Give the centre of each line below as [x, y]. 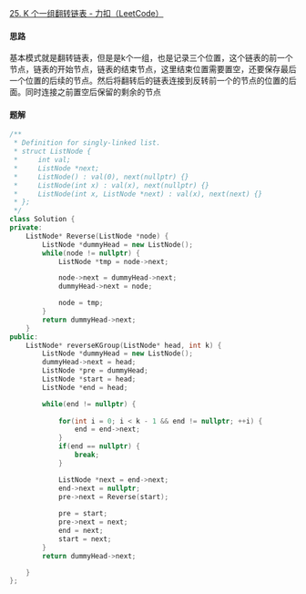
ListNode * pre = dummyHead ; [95, 371]
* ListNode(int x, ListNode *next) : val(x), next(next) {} [138, 194]
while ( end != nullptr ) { [89, 404]
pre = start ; [82, 514]
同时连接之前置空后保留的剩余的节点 [93, 92]
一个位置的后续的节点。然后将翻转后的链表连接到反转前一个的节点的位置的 [149, 81]
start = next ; [85, 539]
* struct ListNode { [52, 152]
